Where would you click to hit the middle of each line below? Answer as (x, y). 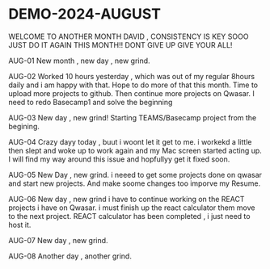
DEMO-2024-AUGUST (85, 14)
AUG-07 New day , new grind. (58, 240)
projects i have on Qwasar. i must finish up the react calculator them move (132, 208)
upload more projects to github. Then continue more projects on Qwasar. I (131, 93)
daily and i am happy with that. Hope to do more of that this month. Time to (133, 85)
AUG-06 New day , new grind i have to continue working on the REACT (127, 199)
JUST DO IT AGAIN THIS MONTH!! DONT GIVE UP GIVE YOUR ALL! (120, 44)
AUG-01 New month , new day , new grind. (80, 61)
